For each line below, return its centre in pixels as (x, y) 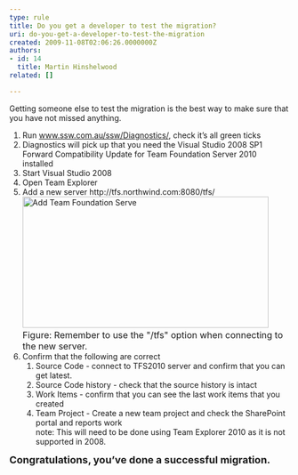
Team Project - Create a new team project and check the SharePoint (161, 413)
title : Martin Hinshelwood (67, 68)
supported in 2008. (71, 441)
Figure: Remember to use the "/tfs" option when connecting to (152, 334)
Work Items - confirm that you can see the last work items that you (157, 394)
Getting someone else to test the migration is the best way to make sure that (149, 109)
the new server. (55, 346)
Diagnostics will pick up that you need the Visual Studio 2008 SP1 (142, 144)
